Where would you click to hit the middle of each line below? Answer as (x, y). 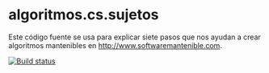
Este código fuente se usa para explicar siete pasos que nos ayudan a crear (134, 37)
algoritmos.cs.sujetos (84, 15)
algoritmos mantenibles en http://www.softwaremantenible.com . (115, 45)
